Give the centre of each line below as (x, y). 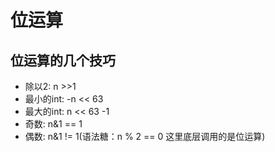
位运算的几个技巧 (63, 60)
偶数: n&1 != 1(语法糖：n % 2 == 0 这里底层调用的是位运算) (145, 136)
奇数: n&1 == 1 (53, 124)
